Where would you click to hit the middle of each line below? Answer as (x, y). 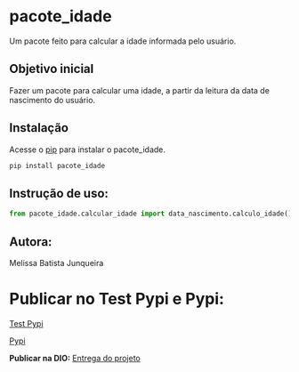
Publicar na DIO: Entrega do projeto (75, 358)
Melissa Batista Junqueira (57, 263)
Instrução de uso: (59, 193)
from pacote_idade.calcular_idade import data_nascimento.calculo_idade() (151, 214)
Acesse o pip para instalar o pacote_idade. (88, 150)
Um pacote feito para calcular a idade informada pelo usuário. (123, 41)
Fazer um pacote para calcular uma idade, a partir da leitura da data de (139, 90)
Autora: (31, 242)
